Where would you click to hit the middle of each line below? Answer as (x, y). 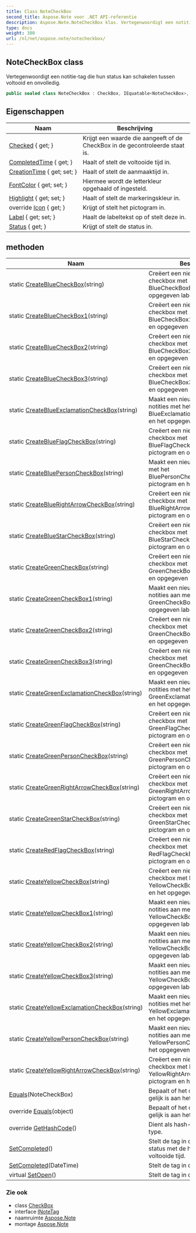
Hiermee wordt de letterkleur (122, 181)
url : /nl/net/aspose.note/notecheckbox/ (56, 39)
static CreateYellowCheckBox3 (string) (61, 976)
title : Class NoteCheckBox (39, 11)
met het (159, 470)
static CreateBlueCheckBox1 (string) (59, 316)
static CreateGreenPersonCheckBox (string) (69, 756)
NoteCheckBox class (45, 62)
